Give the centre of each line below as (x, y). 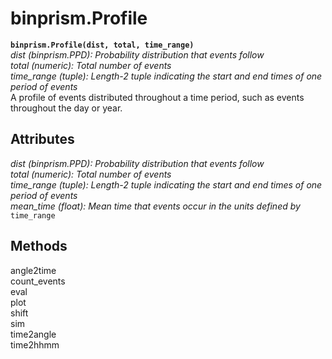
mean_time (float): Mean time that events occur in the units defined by (155, 206)
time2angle (33, 334)
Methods (39, 246)
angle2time (33, 270)
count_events (38, 281)
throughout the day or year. (66, 108)
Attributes (42, 139)
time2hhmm (35, 344)
